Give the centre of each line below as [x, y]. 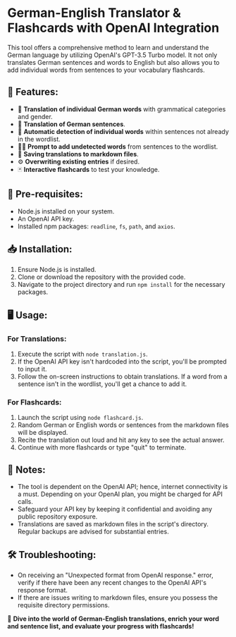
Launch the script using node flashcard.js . [80, 418]
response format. [43, 590]
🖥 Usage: [27, 315]
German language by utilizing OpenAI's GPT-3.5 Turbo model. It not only [112, 55]
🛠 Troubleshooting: [52, 555]
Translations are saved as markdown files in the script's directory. [113, 524]
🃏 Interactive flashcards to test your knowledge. [88, 169]
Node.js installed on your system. [66, 211]
